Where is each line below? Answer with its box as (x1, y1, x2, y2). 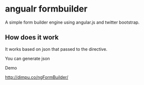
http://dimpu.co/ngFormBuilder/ (5, 74, 69, 80)
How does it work (5, 33, 59, 42)
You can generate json (5, 56, 50, 61)
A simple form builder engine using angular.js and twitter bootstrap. (5, 19, 140, 25)
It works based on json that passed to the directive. (5, 46, 108, 52)
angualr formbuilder (5, 3, 88, 14)
